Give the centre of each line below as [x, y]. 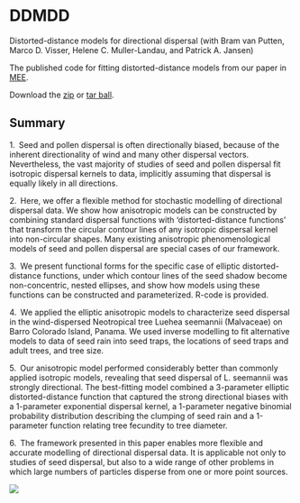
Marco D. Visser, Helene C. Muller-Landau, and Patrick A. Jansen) [132, 50]
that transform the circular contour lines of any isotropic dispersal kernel [144, 229]
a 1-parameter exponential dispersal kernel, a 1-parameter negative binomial [150, 406]
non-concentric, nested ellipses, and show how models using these [135, 285]
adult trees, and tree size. [57, 350]
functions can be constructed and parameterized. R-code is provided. [139, 295]
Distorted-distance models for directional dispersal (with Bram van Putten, [147, 41]
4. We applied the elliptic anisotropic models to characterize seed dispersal [150, 312]
